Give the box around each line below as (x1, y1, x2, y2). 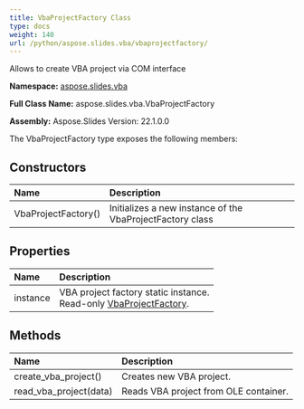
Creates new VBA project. (121, 370, 232, 383)
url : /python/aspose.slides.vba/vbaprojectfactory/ (9, 38, 208, 48)
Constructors (9, 159, 87, 175)
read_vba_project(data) (14, 385, 113, 397)
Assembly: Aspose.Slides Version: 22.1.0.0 (9, 116, 170, 127)
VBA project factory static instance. (59, 286, 210, 299)
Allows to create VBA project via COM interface (9, 63, 186, 74)
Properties (9, 243, 71, 259)
